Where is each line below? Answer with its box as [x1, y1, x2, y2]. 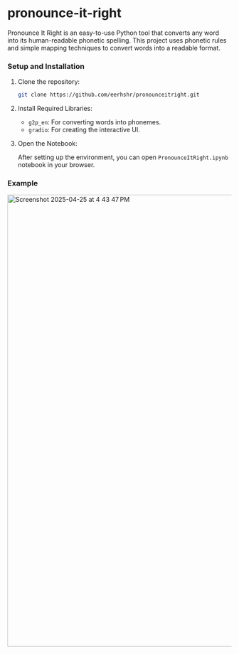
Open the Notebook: [17, 139, 78, 148]
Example [7, 178, 38, 188]
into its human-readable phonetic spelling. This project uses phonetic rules [7, 36, 227, 44]
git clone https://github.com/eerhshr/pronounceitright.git [17, 91, 200, 99]
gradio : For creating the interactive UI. [28, 126, 141, 134]
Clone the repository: [17, 77, 80, 86]
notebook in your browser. [17, 161, 95, 169]
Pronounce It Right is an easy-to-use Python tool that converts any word [7, 28, 219, 37]
